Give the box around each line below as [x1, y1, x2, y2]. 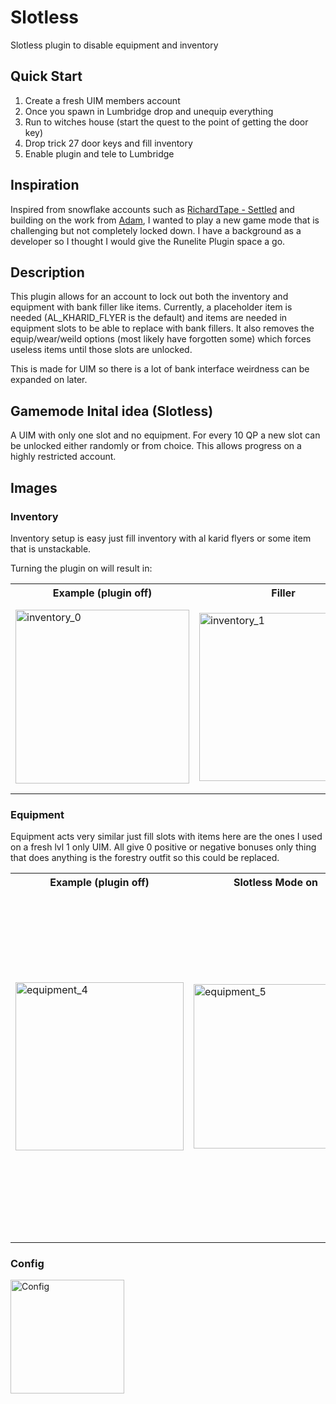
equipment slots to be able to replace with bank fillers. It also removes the [10, 322, 315, 335]
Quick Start [10, 68, 83, 85]
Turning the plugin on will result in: [10, 562, 153, 574]
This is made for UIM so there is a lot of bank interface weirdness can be [10, 363, 310, 375]
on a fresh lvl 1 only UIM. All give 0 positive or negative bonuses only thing [10, 841, 317, 853]
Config [10, 1257, 45, 1271]
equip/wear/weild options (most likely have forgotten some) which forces [10, 333, 312, 345]
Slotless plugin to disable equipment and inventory [10, 39, 219, 51]
